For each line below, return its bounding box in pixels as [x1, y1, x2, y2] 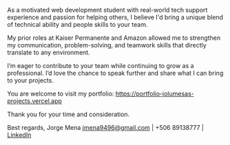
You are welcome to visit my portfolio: [7, 89, 114, 98]
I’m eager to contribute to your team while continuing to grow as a [7, 62, 194, 69]
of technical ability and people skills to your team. [7, 21, 148, 28]
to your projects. [7, 76, 54, 85]
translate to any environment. [7, 48, 91, 56]
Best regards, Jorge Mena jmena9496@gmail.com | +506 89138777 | [7, 124, 205, 131]
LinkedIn [7, 131, 32, 139]
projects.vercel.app [7, 97, 62, 105]
